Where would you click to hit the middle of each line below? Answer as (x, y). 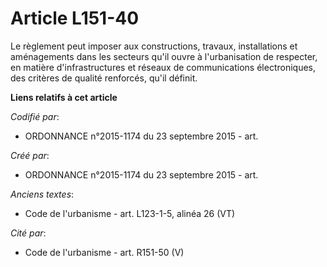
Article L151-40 (75, 18)
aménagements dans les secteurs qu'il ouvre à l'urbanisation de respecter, (164, 56)
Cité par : (28, 233)
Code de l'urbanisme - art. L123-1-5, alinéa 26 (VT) (130, 213)
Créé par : (30, 155)
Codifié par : (35, 116)
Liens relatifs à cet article (64, 97)
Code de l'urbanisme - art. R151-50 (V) (104, 252)
